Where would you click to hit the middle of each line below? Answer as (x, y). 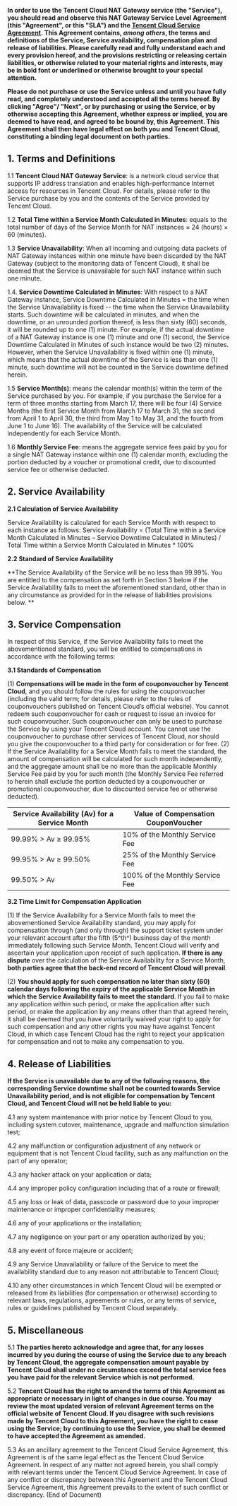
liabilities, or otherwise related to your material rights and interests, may (115, 63)
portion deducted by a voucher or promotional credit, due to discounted (112, 461)
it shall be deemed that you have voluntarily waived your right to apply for (114, 1019)
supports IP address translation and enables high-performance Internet (111, 183)
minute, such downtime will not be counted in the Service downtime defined (118, 367)
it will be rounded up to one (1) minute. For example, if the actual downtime (116, 329)
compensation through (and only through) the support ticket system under (115, 930)
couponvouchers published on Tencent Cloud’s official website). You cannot (118, 707)
